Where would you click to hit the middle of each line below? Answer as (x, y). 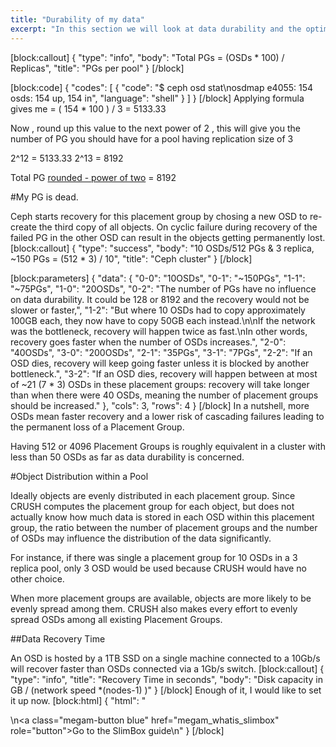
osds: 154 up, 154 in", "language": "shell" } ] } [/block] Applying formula (157, 98)
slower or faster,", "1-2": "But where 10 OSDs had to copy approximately (158, 310)
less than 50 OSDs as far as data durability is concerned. (127, 457)
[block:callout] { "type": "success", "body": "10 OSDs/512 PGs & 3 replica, (162, 248)
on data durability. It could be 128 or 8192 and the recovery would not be (160, 299)
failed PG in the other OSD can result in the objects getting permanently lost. (168, 237)
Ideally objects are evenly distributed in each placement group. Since (153, 495)
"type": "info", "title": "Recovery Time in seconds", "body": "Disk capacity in (167, 679)
